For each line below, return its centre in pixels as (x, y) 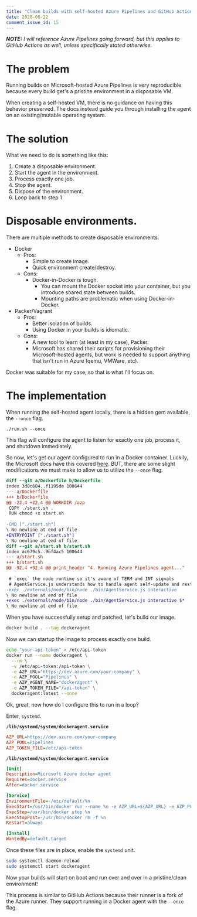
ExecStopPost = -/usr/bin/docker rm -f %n (56, 817)
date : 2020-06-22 (27, 17)
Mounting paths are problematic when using (94, 299)
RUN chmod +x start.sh (36, 513)
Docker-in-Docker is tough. (65, 280)
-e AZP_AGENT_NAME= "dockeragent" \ (55, 683)
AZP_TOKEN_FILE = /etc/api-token (44, 748)
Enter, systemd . (24, 716)
